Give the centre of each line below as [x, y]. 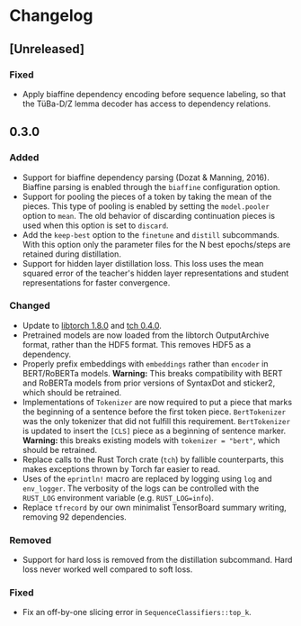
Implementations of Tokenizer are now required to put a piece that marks [157, 402]
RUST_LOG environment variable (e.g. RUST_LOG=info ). [118, 497]
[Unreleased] [47, 49]
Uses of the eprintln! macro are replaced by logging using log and [147, 478]
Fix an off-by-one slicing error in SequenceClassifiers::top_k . [137, 612]
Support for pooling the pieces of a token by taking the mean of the [147, 196]
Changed [30, 305]
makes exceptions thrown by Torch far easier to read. [121, 468]
